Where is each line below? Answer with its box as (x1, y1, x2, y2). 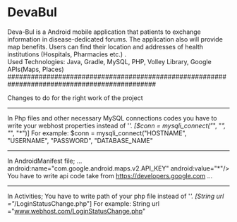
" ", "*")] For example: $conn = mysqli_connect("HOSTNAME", (7, 128, 187, 137)
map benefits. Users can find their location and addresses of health (7, 42, 203, 51)
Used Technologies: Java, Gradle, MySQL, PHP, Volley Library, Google (7, 57, 212, 66)
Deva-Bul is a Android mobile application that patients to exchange (7, 27, 201, 36)
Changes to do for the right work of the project (7, 93, 143, 102)
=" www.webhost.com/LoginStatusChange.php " (7, 206, 146, 215)
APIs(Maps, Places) (7, 65, 65, 73)
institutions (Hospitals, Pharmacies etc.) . (7, 50, 127, 58)
